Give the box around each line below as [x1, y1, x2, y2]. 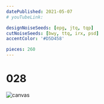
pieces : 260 [6, 47, 35, 53]
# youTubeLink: [6, 14, 44, 20]
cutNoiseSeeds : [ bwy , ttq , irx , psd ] [6, 30, 99, 36]
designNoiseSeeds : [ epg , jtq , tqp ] [6, 25, 94, 31]
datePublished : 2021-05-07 [6, 8, 73, 15]
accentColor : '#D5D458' [6, 36, 65, 42]
